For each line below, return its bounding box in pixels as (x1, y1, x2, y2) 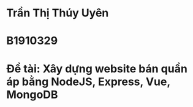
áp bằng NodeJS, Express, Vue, (6, 75, 170, 88)
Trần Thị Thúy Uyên (6, 6, 109, 20)
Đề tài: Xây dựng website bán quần (6, 61, 188, 75)
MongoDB (6, 88, 58, 102)
